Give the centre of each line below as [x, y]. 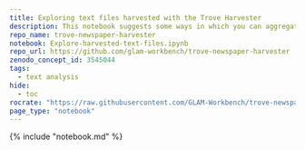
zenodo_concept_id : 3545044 [63, 60]
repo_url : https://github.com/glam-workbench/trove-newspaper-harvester [150, 52]
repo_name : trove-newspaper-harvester [83, 35]
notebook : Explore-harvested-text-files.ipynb [99, 43]
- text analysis [48, 77]
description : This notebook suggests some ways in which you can [135, 26]
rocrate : [26, 102]
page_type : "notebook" [52, 111]
